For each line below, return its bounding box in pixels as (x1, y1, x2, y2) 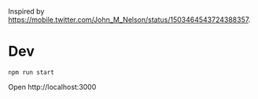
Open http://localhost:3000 (8, 82, 97, 91)
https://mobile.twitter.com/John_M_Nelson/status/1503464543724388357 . (8, 15, 251, 24)
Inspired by (8, 7, 45, 16)
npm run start (8, 68, 55, 76)
